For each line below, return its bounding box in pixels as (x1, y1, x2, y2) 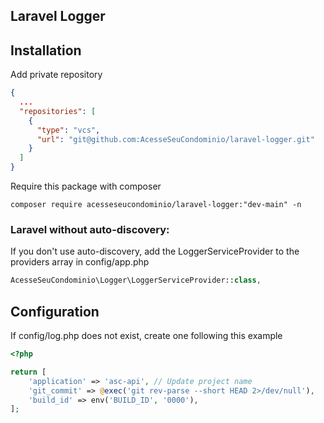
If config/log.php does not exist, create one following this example (10, 330, 283, 342)
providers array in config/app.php (10, 256, 150, 268)
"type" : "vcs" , (36, 125, 101, 135)
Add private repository (10, 69, 103, 81)
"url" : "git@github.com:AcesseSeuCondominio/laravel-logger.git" (36, 134, 315, 144)
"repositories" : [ (19, 106, 97, 116)
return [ (10, 367, 47, 377)
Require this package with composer (10, 180, 162, 193)
